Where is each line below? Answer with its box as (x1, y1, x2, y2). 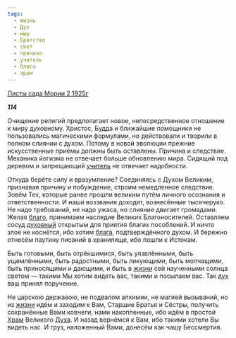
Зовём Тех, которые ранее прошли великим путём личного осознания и (7, 190, 225, 199)
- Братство (13, 37, 46, 44)
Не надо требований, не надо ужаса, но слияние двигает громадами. (7, 205, 218, 214)
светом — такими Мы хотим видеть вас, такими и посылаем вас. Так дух (7, 272, 229, 280)
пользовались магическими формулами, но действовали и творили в (7, 132, 218, 140)
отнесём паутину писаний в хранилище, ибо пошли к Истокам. (7, 235, 198, 244)
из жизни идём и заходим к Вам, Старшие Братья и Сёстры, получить (7, 300, 219, 308)
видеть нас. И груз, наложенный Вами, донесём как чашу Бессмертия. (7, 322, 222, 331)
